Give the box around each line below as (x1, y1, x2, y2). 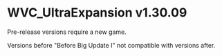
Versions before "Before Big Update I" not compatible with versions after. (7, 41, 216, 49)
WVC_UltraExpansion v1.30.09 (7, 5, 187, 21)
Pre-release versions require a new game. (7, 28, 127, 36)
